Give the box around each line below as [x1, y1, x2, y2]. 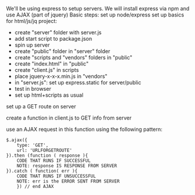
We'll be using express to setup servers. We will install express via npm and [6, 5, 190, 12]
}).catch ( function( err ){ [6, 168, 78, 174]
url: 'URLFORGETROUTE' [16, 147, 72, 153]
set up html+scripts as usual [14, 91, 84, 98]
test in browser [14, 85, 51, 92]
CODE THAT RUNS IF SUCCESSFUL [16, 158, 91, 164]
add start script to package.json [14, 35, 92, 42]
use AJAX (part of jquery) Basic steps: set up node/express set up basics [6, 11, 184, 18]
